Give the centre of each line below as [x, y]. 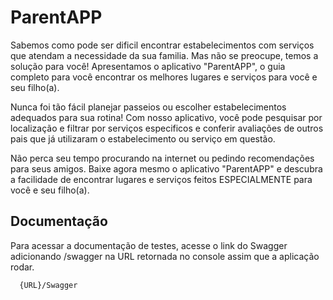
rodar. [22, 267]
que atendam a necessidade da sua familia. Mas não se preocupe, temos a [164, 55]
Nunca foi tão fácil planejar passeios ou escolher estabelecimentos [148, 107]
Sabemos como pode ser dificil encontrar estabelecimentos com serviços [162, 45]
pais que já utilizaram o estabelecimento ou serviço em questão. [143, 138]
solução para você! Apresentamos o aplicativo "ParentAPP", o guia [148, 66]
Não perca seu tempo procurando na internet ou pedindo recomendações [162, 158]
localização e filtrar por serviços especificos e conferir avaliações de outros [167, 128]
